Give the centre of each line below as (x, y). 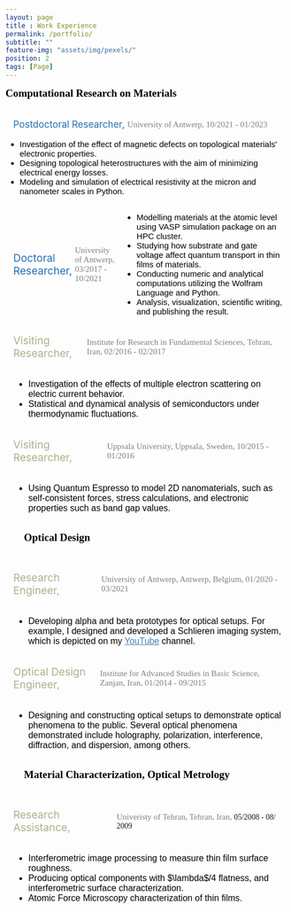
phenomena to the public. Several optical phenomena (133, 725)
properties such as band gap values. (100, 508)
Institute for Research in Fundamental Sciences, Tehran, (180, 343)
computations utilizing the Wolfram (199, 284)
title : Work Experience (51, 26)
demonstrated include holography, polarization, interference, (145, 736)
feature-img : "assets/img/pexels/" (71, 51)
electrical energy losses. (64, 173)
